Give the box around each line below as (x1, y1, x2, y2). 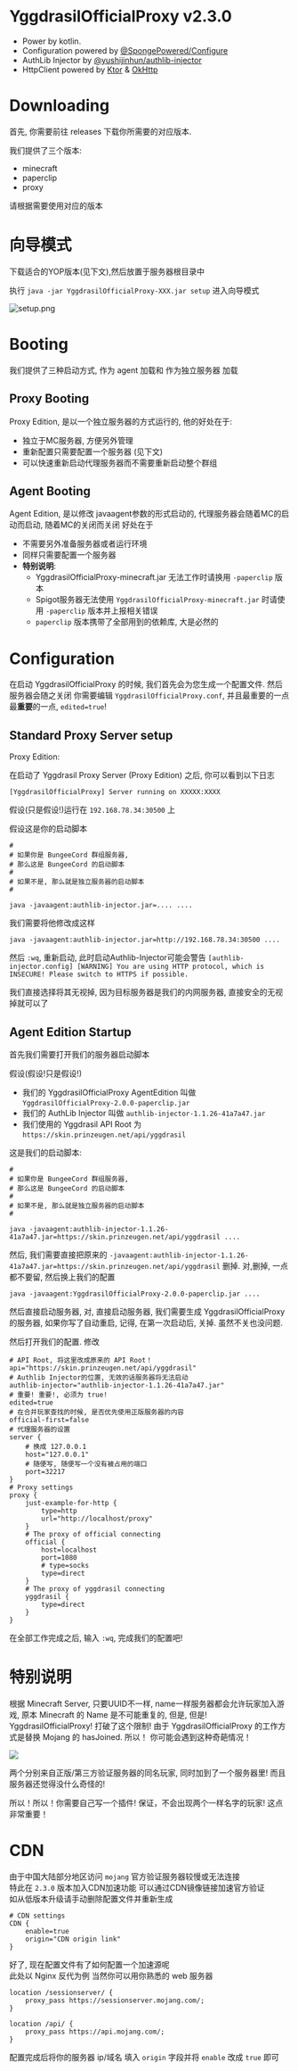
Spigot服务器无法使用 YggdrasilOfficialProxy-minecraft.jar (35, 594, 260, 605)
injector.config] (9, 962, 74, 972)
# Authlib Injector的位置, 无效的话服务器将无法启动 (9, 1372, 189, 1382)
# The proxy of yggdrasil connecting (25, 1584, 165, 1594)
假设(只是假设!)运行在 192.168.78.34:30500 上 (9, 805, 176, 816)
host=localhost (41, 1545, 98, 1554)
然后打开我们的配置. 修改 (9, 1336, 100, 1346)
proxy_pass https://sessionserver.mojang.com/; (25, 1996, 205, 2005)
